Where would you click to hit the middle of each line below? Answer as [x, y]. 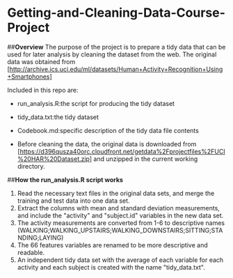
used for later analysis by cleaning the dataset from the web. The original [112, 54]
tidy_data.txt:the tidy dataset [58, 117]
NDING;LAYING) [40, 238]
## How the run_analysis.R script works [65, 180]
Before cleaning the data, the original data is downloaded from [107, 144]
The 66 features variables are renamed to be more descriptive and [112, 245]
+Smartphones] [30, 76]
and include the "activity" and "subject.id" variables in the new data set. [120, 215]
